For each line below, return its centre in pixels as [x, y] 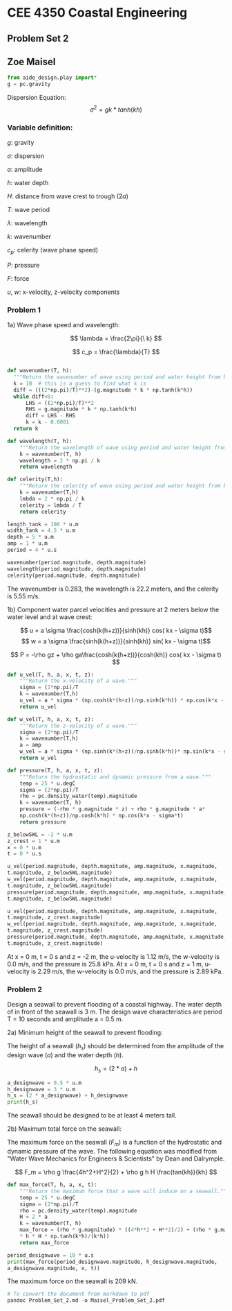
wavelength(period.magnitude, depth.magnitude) [77, 569]
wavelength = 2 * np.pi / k [60, 460]
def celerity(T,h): [35, 480]
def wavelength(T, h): [40, 441]
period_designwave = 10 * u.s [51, 1255]
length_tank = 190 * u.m [43, 524]
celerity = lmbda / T [50, 505]
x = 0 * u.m [24, 847]
